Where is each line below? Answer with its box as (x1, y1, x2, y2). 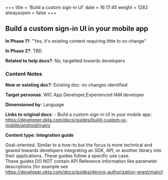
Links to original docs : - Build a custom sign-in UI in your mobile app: (5, 111, 152, 117)
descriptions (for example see (5, 164, 68, 170)
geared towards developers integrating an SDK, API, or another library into (5, 147, 162, 154)
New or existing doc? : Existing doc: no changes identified (5, 82, 128, 88)
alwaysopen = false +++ (5, 10, 57, 16)
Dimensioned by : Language (5, 102, 64, 108)
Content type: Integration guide (5, 132, 74, 138)
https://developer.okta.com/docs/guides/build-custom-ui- (5, 117, 128, 123)
